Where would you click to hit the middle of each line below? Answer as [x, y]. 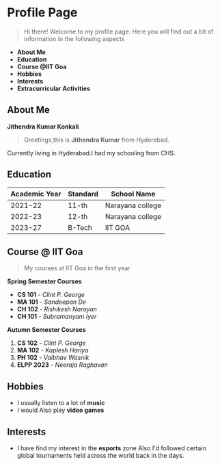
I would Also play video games [60, 410]
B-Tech [80, 227]
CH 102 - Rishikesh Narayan [57, 309]
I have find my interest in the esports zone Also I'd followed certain [111, 448]
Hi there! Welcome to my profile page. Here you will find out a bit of [119, 31]
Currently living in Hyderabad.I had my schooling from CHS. [91, 153]
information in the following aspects [74, 38]
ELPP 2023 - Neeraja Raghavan [62, 365]
